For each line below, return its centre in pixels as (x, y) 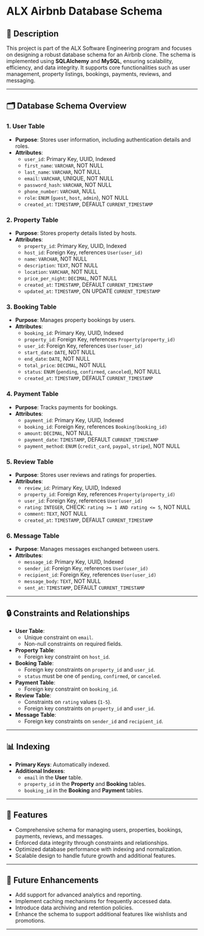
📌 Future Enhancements (53, 880)
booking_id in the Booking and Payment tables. (84, 790)
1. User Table (26, 126)
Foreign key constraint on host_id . (67, 657)
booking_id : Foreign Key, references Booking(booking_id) (96, 426)
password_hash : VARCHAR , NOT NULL (68, 185)
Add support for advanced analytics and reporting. (79, 895)
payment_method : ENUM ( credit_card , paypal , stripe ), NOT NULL (102, 446)
